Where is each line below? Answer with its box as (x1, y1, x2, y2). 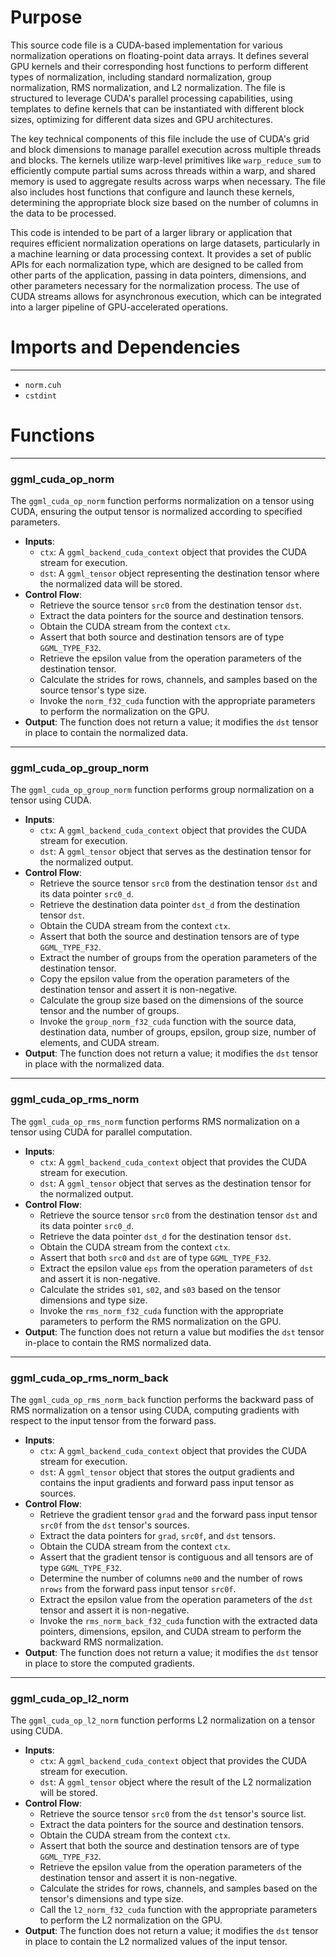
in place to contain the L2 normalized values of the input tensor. (24, 1936, 288, 1948)
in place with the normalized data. (24, 1058, 165, 1070)
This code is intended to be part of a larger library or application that (10, 226, 293, 238)
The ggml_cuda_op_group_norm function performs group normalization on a (10, 784, 315, 796)
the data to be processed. (10, 207, 117, 219)
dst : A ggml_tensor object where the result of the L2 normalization (39, 1776, 312, 1788)
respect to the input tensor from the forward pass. (10, 1415, 217, 1426)
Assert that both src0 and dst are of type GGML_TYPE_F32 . (39, 1251, 272, 1263)
